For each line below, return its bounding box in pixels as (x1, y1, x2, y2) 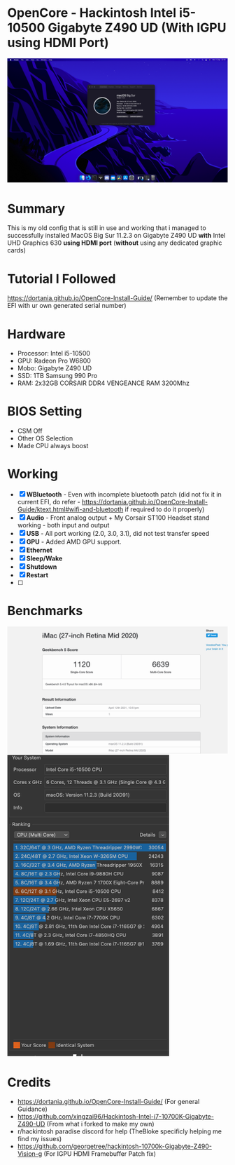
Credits (7, 1075, 51, 1090)
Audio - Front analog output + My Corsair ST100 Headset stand (26, 513, 210, 522)
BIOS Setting (7, 403, 83, 419)
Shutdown (26, 563, 57, 571)
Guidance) (17, 1105, 48, 1113)
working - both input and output (17, 521, 110, 530)
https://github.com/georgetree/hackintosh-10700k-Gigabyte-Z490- (17, 1142, 212, 1151)
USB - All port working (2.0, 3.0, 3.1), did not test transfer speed (26, 530, 210, 538)
